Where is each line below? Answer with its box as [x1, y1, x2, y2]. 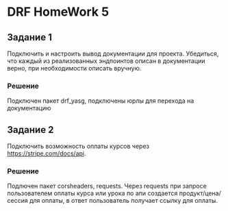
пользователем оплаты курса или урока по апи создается [7, 189, 178, 197]
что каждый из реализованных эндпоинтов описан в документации [7, 57, 205, 65]
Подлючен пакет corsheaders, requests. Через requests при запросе [7, 182, 207, 190]
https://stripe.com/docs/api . [7, 149, 87, 158]
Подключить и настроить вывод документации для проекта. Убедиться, [7, 49, 219, 58]
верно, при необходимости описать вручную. [7, 64, 142, 72]
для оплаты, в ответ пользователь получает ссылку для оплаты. [29, 197, 218, 205]
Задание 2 [7, 124, 54, 136]
